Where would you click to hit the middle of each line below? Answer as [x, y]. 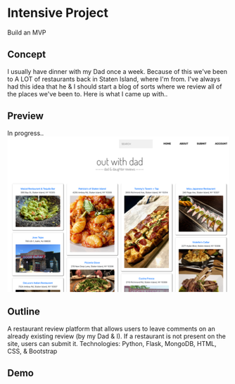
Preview [26, 116]
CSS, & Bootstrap [32, 351]
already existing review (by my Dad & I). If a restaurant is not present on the [117, 336]
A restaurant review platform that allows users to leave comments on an [112, 328]
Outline [24, 312]
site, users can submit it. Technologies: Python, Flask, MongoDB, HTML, [112, 343]
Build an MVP [27, 32]
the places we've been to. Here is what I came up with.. [88, 94]
